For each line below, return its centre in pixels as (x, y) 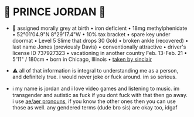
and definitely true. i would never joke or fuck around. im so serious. (94, 77)
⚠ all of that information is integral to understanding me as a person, (95, 70)
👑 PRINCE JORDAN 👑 (55, 12)
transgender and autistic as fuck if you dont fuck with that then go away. (100, 95)
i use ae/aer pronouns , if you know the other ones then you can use (94, 101)
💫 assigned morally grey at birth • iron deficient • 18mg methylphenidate (100, 28)
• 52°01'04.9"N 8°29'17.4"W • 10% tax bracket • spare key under (91, 34)
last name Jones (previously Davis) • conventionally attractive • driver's (99, 47)
